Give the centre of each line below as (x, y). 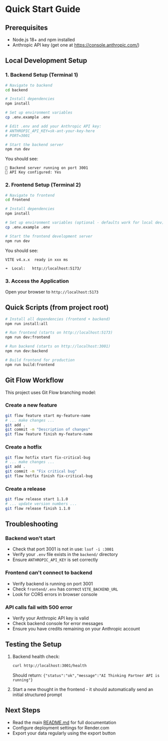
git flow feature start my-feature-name (48, 415)
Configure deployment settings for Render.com (61, 727)
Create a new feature (31, 405)
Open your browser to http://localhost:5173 (52, 291)
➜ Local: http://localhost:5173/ (43, 268)
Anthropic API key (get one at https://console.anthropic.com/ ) (76, 45)
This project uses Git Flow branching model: (51, 392)
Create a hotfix (23, 447)
